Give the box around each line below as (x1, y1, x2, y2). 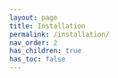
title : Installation (9, 22, 87, 30)
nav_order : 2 (9, 38, 58, 48)
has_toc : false (9, 55, 66, 64)
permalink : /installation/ (9, 30, 110, 39)
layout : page (9, 13, 58, 22)
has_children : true (9, 47, 82, 56)
